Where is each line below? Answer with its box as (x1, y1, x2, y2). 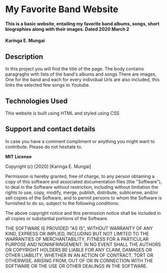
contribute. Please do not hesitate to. (5, 144, 83, 150)
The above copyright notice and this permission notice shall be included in (5, 210, 161, 216)
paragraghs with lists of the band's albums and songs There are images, (5, 71, 157, 77)
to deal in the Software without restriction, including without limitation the (5, 184, 158, 190)
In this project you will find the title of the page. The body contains (5, 66, 144, 72)
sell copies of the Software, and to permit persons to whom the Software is (5, 194, 162, 201)
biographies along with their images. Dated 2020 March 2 (5, 26, 129, 32)
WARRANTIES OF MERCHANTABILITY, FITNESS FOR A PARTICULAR (5, 236, 149, 242)
